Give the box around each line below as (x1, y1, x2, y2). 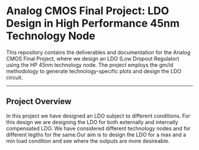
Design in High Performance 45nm (6, 17, 180, 30)
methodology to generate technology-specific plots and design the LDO (6, 67, 182, 74)
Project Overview (6, 96, 72, 107)
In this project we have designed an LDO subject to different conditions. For (6, 112, 191, 119)
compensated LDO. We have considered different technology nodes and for (6, 125, 191, 132)
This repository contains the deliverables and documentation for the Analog (6, 48, 191, 56)
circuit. (6, 74, 23, 81)
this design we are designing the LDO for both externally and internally (6, 118, 179, 125)
